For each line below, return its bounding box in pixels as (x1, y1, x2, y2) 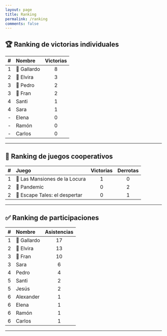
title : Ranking (5, 12, 37, 17)
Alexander (15, 293, 40, 300)
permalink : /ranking (5, 16, 48, 21)
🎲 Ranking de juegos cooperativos (5, 152, 113, 161)
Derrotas (117, 167, 139, 174)
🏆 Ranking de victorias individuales (5, 40, 119, 49)
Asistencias (45, 228, 74, 235)
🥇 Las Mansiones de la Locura (15, 175, 86, 182)
